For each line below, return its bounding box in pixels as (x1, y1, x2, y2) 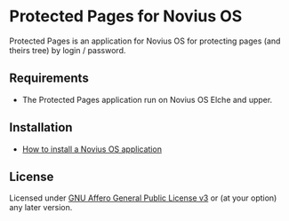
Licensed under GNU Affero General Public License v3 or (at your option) (9, 193, 277, 203)
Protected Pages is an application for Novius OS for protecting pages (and (9, 36, 281, 46)
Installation (9, 120, 73, 135)
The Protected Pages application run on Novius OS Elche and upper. (21, 94, 273, 105)
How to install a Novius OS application (21, 144, 163, 154)
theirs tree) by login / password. (9, 44, 126, 55)
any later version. (9, 202, 73, 213)
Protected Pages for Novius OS (9, 6, 243, 27)
